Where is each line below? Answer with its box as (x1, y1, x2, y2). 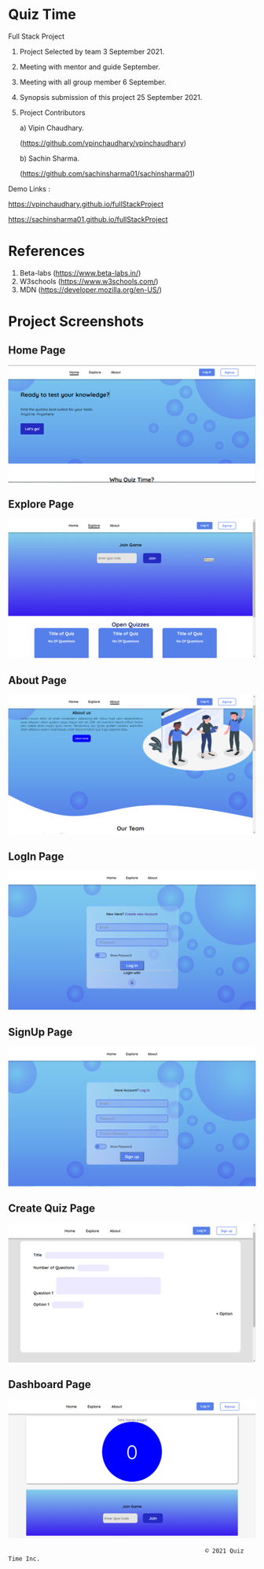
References (8, 242, 85, 261)
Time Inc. (8, 1555, 41, 1563)
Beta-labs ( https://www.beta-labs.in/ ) (19, 268, 141, 277)
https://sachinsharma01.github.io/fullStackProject (8, 214, 168, 224)
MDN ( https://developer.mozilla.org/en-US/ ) (19, 285, 163, 294)
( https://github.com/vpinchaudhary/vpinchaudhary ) (19, 138, 187, 147)
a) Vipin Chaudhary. (19, 123, 85, 132)
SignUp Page (8, 1026, 73, 1039)
